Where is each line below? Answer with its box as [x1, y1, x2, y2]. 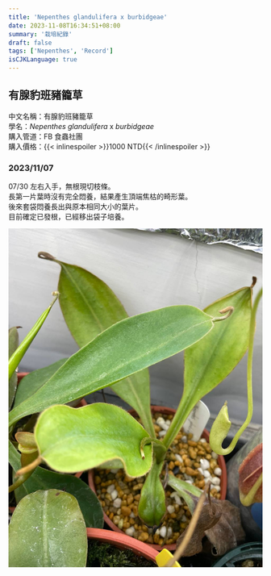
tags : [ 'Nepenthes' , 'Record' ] [8, 47, 114, 56]
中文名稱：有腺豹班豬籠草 [8, 111, 94, 121]
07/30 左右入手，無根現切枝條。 [8, 182, 115, 191]
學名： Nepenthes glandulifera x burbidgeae [8, 121, 155, 131]
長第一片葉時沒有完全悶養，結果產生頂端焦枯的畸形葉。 [8, 192, 192, 202]
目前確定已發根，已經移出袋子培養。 [8, 212, 129, 222]
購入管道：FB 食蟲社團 [8, 131, 83, 141]
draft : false [8, 39, 52, 47]
